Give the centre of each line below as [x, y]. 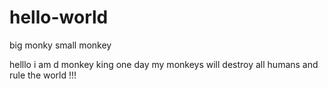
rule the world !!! [43, 75]
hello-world [59, 17]
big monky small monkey [60, 45]
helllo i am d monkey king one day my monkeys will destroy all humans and [164, 64]
